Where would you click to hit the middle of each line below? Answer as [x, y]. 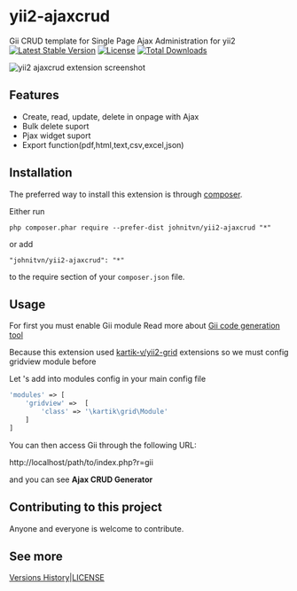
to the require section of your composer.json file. [97, 276]
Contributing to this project [86, 507]
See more [36, 556]
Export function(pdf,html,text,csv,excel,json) [103, 144]
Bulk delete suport [55, 126]
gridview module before [53, 362]
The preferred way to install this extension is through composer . [126, 194]
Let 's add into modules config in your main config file [108, 379]
